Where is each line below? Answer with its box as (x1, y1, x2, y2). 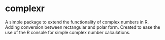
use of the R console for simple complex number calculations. (5, 29, 131, 35)
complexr (5, 3, 45, 14)
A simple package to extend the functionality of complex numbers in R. (5, 19, 149, 25)
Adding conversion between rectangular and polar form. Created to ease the (5, 24, 161, 30)
